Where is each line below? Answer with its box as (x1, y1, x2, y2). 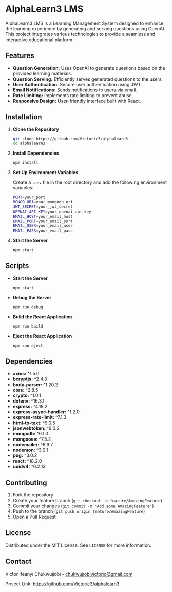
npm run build (12, 323, 43, 329)
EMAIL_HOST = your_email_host (12, 214, 73, 219)
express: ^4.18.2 (12, 404, 48, 410)
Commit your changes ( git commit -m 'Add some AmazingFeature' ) (12, 503, 154, 509)
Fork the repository (12, 492, 54, 498)
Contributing (5, 478, 47, 487)
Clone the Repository (12, 126, 59, 132)
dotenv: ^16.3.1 (12, 398, 45, 404)
